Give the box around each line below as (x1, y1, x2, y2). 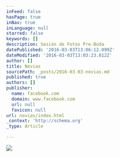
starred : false (6, 31, 44, 36)
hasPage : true (6, 14, 41, 20)
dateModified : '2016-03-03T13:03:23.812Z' (6, 52, 112, 58)
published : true (6, 74, 46, 80)
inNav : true (6, 19, 35, 25)
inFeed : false (6, 8, 41, 15)
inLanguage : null (6, 25, 49, 31)
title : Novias (6, 63, 41, 69)
